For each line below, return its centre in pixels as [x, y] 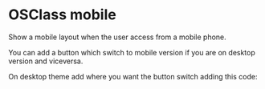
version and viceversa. [46, 61]
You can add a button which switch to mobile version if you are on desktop [132, 52]
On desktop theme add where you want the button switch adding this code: [133, 76]
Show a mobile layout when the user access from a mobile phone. [117, 37]
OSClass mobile [62, 15]
